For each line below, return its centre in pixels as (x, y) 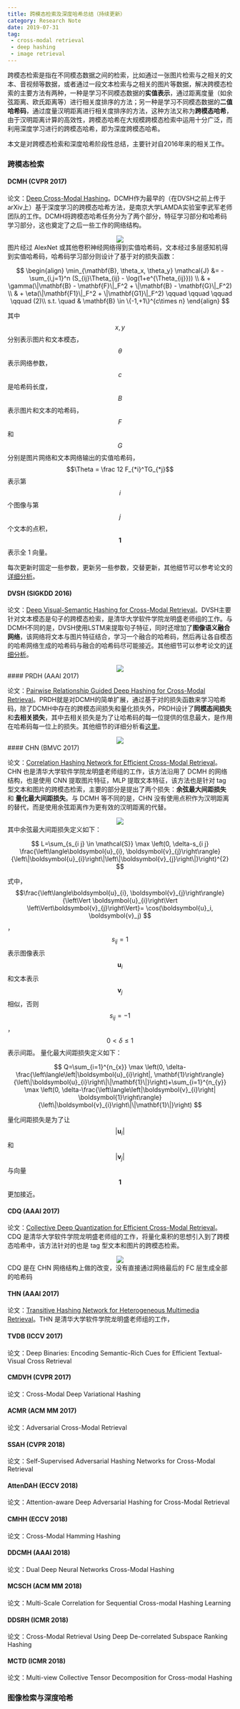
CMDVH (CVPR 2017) (39, 1377)
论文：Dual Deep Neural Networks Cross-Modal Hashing (91, 1569)
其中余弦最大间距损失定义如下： (54, 830)
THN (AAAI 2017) (33, 1293)
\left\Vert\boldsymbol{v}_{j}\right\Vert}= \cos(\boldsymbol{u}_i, (120, 908)
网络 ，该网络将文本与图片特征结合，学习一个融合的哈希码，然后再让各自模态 (120, 637)
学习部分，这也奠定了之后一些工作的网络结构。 (76, 225)
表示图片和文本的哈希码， (45, 410)
